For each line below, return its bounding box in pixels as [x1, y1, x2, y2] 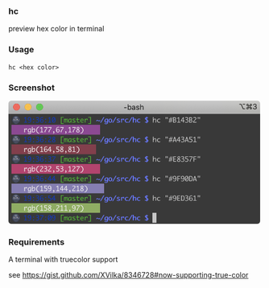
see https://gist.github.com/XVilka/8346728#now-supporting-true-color [8, 270, 249, 280]
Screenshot [8, 82, 55, 93]
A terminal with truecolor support [8, 255, 118, 265]
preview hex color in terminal [8, 24, 105, 34]
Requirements [8, 236, 65, 247]
